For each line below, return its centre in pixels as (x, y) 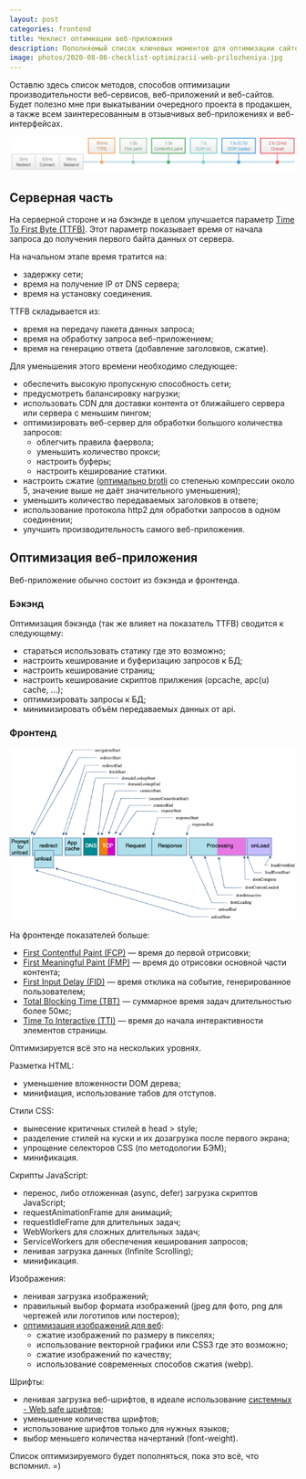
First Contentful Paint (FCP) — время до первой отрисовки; (137, 953)
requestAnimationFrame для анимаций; (97, 1212)
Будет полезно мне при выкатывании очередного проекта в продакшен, (151, 104)
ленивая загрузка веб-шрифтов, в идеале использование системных (157, 1400)
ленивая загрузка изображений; (85, 1296)
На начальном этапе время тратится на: (88, 257)
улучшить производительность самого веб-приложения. (134, 529)
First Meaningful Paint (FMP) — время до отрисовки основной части (154, 962)
